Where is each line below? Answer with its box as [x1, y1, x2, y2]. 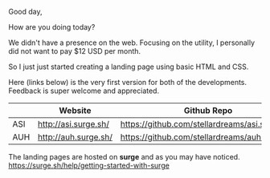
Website [59, 105, 92, 115]
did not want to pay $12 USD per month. [8, 47, 141, 55]
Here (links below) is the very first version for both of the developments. [8, 78, 247, 87]
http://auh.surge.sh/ [37, 131, 113, 143]
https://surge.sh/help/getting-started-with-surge [8, 160, 170, 170]
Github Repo [183, 105, 233, 115]
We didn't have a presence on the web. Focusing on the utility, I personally [8, 38, 256, 47]
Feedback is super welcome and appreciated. [8, 86, 159, 95]
